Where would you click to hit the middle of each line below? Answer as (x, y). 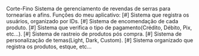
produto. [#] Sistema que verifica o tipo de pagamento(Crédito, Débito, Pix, (99, 27)
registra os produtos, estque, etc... (49, 46)
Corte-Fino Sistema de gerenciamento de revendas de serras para (88, 9)
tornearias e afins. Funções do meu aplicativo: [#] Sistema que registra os (98, 15)
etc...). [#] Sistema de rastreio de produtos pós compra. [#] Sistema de (94, 34)
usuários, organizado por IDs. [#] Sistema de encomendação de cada (92, 21)
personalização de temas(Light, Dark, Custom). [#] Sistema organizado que (100, 40)
